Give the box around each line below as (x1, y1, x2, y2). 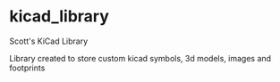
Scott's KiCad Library (9, 36, 89, 46)
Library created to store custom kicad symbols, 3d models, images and (9, 53, 271, 63)
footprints (9, 62, 46, 73)
